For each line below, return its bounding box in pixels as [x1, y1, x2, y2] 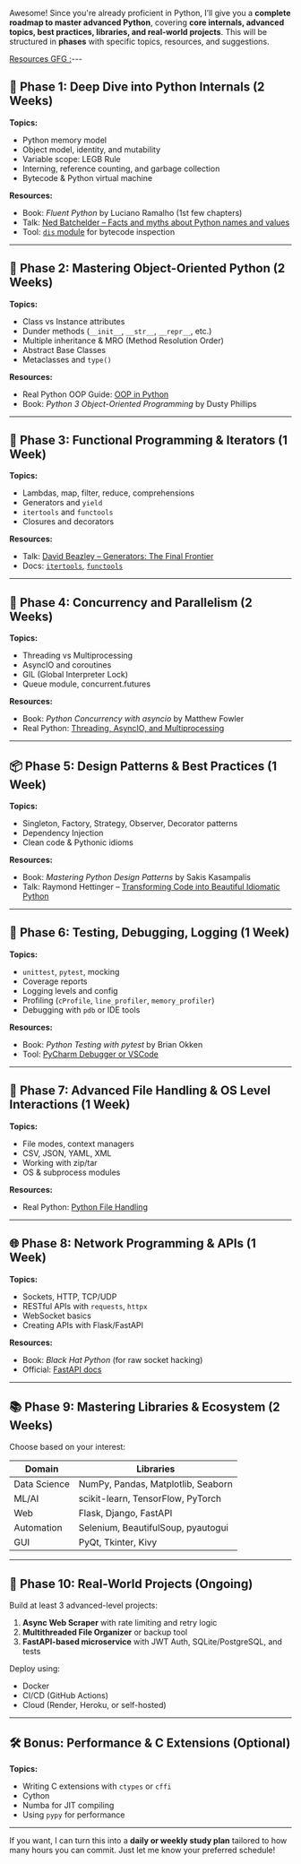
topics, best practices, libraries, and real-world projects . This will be [9, 27, 267, 37]
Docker [21, 1680, 50, 1692]
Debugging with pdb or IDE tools [21, 1004, 141, 1015]
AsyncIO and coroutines [21, 660, 112, 670]
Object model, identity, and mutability [21, 143, 161, 155]
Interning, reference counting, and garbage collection [21, 163, 220, 174]
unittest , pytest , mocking [21, 966, 120, 977]
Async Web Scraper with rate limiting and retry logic [21, 1618, 218, 1628]
